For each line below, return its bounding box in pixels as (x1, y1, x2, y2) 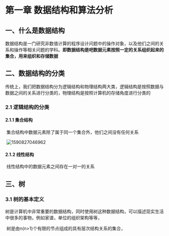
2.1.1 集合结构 (5, 117, 33, 123)
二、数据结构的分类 (5, 69, 65, 78)
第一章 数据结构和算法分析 (5, 5, 113, 16)
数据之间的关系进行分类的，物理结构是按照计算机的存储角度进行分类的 (5, 90, 151, 96)
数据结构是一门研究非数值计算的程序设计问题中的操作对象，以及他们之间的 (5, 41, 159, 46)
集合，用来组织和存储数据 (5, 53, 58, 59)
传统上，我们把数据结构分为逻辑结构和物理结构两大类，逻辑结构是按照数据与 (5, 84, 164, 90)
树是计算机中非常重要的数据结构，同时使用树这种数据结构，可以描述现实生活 (5, 208, 164, 214)
